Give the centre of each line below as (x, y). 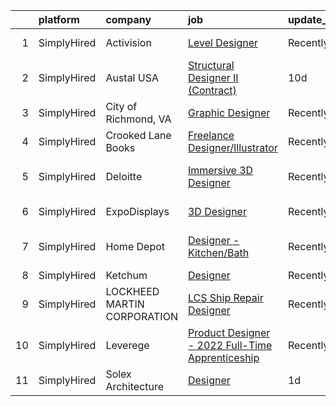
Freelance (211, 135)
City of (121, 106)
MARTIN (125, 304)
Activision (128, 42)
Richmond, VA (138, 119)
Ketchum (126, 275)
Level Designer (222, 42)
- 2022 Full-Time (230, 345)
